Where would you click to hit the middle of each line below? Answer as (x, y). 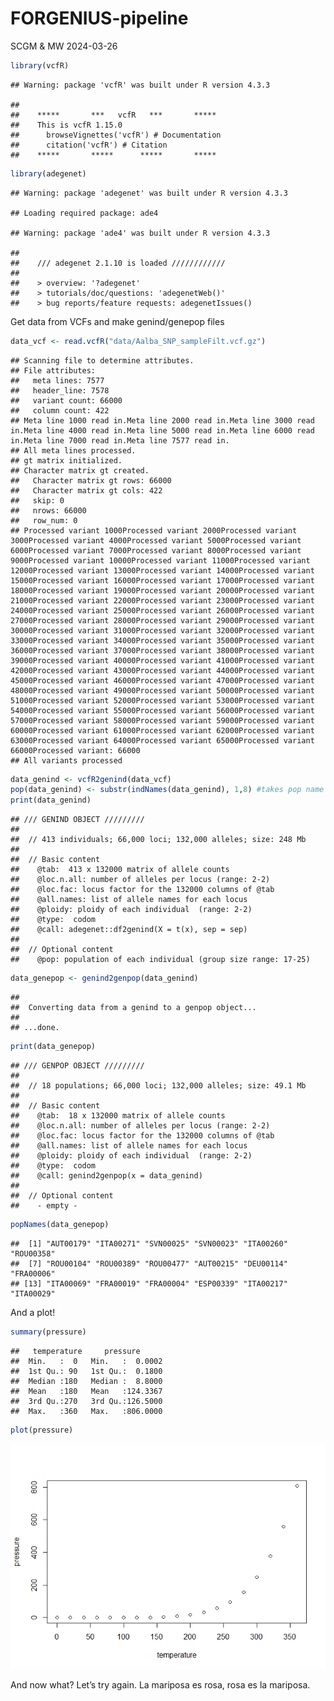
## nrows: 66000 (48, 510)
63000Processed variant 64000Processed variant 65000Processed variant (162, 740)
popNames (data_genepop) (60, 1224)
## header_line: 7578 (60, 390)
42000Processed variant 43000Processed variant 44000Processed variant (162, 670)
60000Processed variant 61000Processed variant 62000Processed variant (162, 730)
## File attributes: (53, 370)
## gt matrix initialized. (66, 460)
